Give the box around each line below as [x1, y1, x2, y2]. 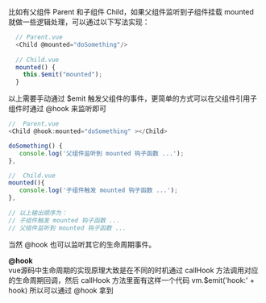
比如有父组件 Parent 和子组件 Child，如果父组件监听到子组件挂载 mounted [8, 7, 254, 16]
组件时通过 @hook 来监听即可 [8, 104, 107, 114]
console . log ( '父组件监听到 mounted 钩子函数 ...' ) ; [19, 149, 185, 157]
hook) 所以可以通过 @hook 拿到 [8, 285, 114, 295]
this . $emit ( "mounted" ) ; [23, 71, 103, 79]
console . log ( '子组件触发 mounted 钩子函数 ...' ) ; [19, 186, 179, 195]
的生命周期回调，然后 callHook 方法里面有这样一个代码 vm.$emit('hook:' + [8, 275, 256, 284]
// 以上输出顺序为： [8, 209, 68, 217]
